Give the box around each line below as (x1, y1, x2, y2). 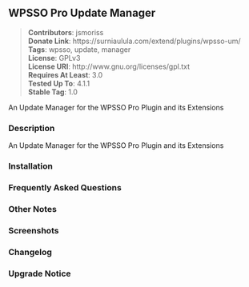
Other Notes (8, 203, 58, 214)
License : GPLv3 (27, 53, 81, 62)
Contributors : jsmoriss (27, 27, 104, 37)
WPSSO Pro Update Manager (8, 6, 156, 20)
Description (8, 122, 55, 134)
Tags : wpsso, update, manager (27, 44, 131, 54)
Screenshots (8, 225, 59, 236)
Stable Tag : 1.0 (27, 87, 78, 97)
